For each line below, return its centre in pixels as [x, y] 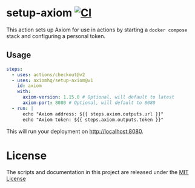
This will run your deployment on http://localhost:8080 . [75, 131]
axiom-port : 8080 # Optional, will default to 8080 [89, 103]
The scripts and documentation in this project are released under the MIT [97, 172]
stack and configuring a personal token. [56, 36]
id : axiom [30, 86]
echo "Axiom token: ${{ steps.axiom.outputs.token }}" [93, 120]
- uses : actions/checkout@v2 [48, 75]
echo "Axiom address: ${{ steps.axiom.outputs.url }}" [93, 114]
